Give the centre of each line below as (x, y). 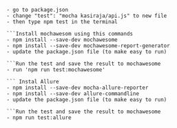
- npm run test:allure (39, 118)
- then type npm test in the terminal (62, 22)
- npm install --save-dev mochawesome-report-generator (88, 46)
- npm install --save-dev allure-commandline (73, 94)
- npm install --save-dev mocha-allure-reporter (77, 88)
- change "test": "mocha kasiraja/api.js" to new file (87, 16)
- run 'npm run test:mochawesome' (56, 70)
